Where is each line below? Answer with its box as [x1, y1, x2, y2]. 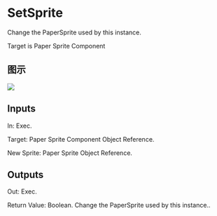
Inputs [7, 103, 36, 115]
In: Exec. [7, 121, 32, 130]
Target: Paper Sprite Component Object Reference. [7, 135, 155, 143]
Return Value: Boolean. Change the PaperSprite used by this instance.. [7, 201, 211, 210]
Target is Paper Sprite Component [7, 41, 106, 50]
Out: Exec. [7, 187, 37, 196]
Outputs [7, 168, 44, 180]
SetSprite [7, 5, 64, 21]
